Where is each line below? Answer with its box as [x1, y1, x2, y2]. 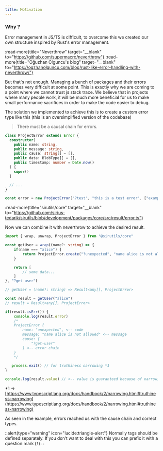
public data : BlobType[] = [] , [14, 156, 77, 161]
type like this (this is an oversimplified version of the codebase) [5, 114, 132, 120]
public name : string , [14, 142, 57, 147]
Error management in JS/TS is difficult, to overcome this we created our [5, 34, 149, 40]
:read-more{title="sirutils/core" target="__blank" [5, 205, 102, 211]
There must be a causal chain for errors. [16, 124, 98, 129]
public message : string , [14, 146, 64, 151]
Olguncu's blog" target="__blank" [48, 59, 115, 65]
